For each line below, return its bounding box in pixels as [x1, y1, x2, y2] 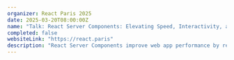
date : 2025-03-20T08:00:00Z [7, 17, 89, 23]
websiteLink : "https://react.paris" [7, 36, 114, 43]
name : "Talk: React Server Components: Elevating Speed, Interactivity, [7, 23, 223, 30]
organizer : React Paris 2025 [7, 10, 92, 17]
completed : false [7, 29, 58, 37]
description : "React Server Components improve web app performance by [7, 42, 219, 49]
